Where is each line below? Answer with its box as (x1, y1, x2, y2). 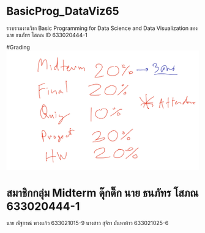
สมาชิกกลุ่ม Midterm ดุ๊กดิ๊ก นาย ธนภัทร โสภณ (6, 186, 199, 199)
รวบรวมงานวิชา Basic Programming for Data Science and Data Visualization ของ (6, 24, 198, 32)
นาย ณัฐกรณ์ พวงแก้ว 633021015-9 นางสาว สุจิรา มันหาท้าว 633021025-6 (6, 220, 169, 227)
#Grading (6, 43, 31, 51)
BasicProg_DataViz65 (6, 4, 119, 18)
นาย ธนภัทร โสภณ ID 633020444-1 (6, 31, 88, 38)
